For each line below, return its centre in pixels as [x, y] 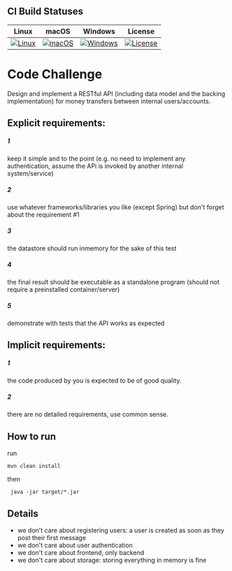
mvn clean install [34, 466]
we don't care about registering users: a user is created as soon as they [121, 530]
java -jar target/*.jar [45, 492]
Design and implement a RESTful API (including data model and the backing [116, 93]
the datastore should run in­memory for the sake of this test [92, 249]
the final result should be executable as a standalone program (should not [114, 282]
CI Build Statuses [45, 12]
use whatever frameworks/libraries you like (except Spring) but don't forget [116, 207]
